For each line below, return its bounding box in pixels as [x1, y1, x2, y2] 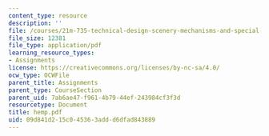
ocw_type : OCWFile [8, 71, 70, 79]
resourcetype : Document [8, 101, 88, 109]
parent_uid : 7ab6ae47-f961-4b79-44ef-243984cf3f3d [8, 94, 181, 102]
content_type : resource [8, 11, 88, 20]
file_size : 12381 [8, 34, 66, 42]
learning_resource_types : [8, 49, 94, 57]
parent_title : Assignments [8, 78, 98, 86]
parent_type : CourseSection [8, 86, 102, 94]
